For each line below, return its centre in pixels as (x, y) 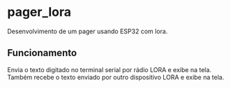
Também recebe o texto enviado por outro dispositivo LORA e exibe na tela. (116, 77)
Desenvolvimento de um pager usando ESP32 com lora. (88, 31)
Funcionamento (42, 53)
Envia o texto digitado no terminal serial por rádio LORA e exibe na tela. (109, 69)
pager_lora (39, 12)
